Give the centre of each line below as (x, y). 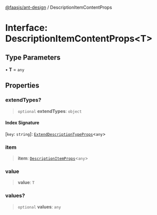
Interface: (27, 28)
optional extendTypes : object (50, 111)
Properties (22, 86)
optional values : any (39, 207)
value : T (26, 182)
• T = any (15, 70)
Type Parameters (33, 57)
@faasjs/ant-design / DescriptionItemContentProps (59, 7)
